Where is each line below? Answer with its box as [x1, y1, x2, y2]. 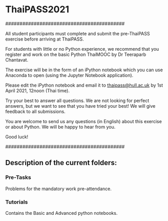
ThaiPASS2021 [5, 4, 70, 15]
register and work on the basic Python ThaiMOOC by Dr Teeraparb [5, 51, 146, 57]
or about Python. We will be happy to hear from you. [5, 124, 116, 130]
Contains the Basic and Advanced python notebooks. [5, 210, 118, 216]
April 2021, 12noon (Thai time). [5, 87, 70, 93]
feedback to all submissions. [5, 108, 66, 114]
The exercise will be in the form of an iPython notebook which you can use [5, 67, 163, 73]
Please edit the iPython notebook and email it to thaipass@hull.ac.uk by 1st [5, 82, 163, 88]
